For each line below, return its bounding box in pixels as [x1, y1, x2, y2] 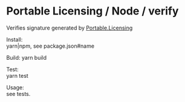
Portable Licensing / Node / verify [6, 4, 179, 18]
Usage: [6, 83, 24, 91]
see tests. [6, 90, 31, 97]
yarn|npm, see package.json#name [6, 42, 95, 49]
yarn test [6, 72, 28, 79]
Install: [6, 36, 23, 43]
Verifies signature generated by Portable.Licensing [6, 24, 133, 31]
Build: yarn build [6, 54, 47, 61]
